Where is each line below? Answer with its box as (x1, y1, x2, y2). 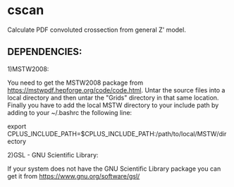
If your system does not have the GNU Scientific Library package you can (7, 164, 221, 173)
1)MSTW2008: (7, 64, 49, 73)
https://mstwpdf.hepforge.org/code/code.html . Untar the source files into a (7, 85, 226, 94)
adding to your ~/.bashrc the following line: (7, 108, 133, 116)
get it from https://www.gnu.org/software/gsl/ (7, 171, 140, 180)
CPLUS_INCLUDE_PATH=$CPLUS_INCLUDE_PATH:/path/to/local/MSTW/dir (7, 129, 227, 138)
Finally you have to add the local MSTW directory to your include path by (7, 101, 219, 109)
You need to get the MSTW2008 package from (7, 78, 144, 87)
